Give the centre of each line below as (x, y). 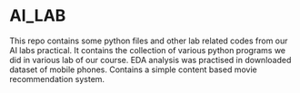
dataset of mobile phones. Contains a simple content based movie (133, 70)
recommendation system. (57, 79)
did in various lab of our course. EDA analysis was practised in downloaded (150, 60)
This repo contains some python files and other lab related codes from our (149, 41)
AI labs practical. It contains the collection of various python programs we (148, 50)
